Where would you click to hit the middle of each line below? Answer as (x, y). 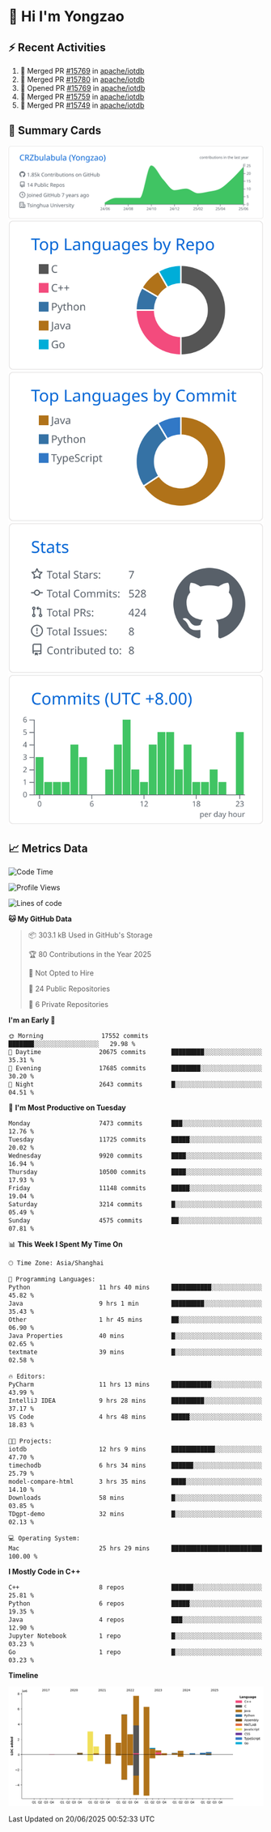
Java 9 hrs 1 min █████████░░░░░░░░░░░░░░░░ (135, 1304)
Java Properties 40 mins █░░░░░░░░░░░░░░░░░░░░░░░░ (135, 1336)
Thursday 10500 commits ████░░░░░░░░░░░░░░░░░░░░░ (135, 1172)
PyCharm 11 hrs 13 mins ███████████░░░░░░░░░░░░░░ (135, 1385)
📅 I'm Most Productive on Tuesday (68, 1107)
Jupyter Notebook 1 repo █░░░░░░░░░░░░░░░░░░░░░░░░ (135, 1636)
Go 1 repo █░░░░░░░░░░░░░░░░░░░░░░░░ (135, 1652)
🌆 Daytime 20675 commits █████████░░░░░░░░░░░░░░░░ (135, 1052)
